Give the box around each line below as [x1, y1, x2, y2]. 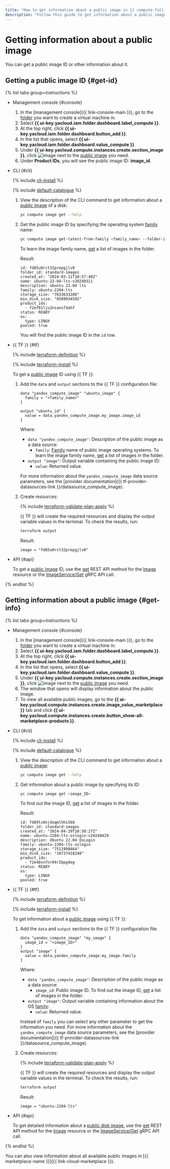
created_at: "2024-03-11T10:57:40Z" [20, 274, 98, 279]
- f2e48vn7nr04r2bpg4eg [24, 860, 75, 865]
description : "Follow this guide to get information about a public [5, 12, 153, 17]
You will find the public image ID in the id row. [20, 332, 116, 338]
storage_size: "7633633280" [20, 292, 79, 297]
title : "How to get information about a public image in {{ [5, 7, 135, 13]
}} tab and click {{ [20, 707, 58, 713]
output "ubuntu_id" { [20, 409, 66, 414]
